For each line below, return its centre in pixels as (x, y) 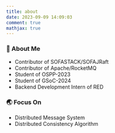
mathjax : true (24, 28)
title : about (22, 12)
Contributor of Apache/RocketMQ (55, 68)
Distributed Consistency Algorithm (56, 124)
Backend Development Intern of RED (59, 87)
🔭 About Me (23, 49)
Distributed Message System (50, 117)
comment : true (24, 22)
